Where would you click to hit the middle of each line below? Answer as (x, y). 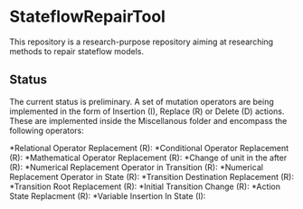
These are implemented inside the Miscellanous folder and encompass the (148, 120)
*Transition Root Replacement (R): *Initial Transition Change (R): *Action (145, 186)
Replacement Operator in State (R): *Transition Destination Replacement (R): (151, 176)
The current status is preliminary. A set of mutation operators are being (142, 101)
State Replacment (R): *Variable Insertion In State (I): (108, 195)
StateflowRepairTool (87, 17)
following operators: (47, 130)
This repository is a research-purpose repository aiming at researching (142, 42)
